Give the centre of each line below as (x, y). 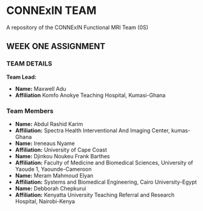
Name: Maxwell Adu (41, 89)
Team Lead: (21, 77)
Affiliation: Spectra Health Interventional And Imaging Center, (92, 130)
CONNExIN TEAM (51, 11)
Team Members (30, 111)
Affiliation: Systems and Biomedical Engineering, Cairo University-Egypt (106, 182)
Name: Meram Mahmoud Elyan (54, 175)
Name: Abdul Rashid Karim (49, 124)
